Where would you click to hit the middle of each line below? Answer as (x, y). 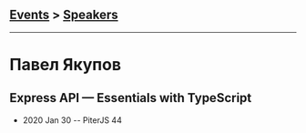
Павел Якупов (65, 65)
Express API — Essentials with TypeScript (131, 98)
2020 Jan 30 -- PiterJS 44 (72, 120)
